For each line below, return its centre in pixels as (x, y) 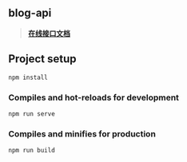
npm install (28, 77)
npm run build (32, 151)
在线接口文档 (49, 33)
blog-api (30, 13)
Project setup (43, 59)
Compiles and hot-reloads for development (94, 97)
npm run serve (32, 114)
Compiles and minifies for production (82, 133)
